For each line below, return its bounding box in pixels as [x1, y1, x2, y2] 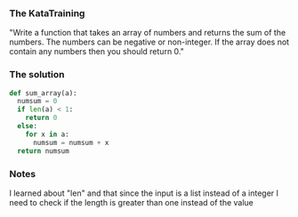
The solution [9, 68, 65, 81]
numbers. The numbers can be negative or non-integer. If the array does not [9, 36, 290, 47]
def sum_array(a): [9, 88, 77, 98]
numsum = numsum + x [32, 138, 109, 147]
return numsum [17, 146, 69, 156]
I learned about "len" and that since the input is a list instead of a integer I [9, 188, 278, 198]
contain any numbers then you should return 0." [9, 46, 184, 57]
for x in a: [25, 130, 69, 139]
